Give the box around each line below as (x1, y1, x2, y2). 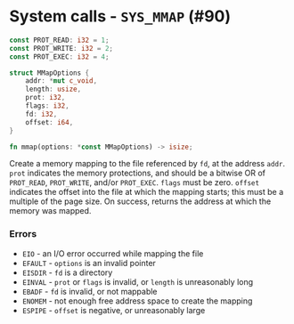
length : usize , (25, 85, 82, 94)
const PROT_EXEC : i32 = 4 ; (9, 52, 110, 61)
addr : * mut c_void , (25, 77, 98, 85)
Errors (9, 228, 37, 240)
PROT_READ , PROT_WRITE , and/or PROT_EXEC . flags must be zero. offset (9, 177, 260, 188)
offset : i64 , (25, 117, 74, 126)
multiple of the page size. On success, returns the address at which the (9, 196, 272, 207)
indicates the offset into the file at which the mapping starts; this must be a (9, 187, 284, 198)
